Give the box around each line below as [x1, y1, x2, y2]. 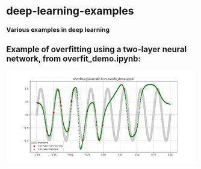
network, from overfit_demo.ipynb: [6, 53, 141, 64]
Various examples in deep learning [6, 26, 110, 34]
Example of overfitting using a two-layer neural [6, 44, 187, 55]
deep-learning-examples [6, 4, 134, 18]
